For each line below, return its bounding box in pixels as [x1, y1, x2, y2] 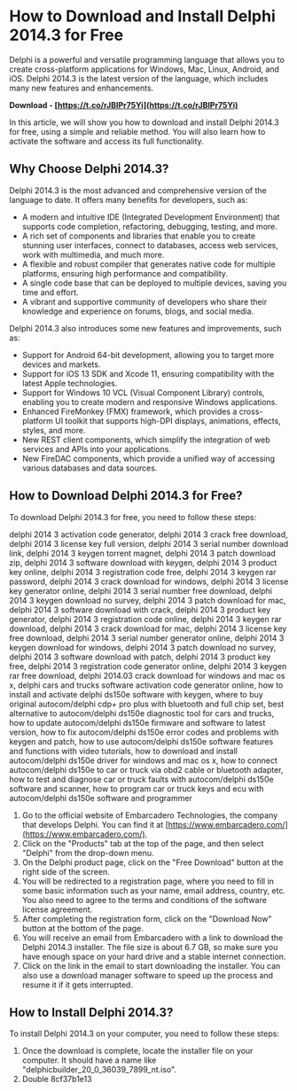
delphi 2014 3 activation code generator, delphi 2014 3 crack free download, [9, 529, 288, 540]
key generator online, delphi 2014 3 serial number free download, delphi [9, 585, 273, 596]
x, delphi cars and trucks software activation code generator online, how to [9, 680, 284, 690]
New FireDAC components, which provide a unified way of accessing [21, 453, 276, 464]
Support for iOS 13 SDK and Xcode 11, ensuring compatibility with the [21, 368, 275, 378]
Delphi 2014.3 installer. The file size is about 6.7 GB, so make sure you [21, 941, 278, 952]
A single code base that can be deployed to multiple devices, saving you [21, 277, 287, 288]
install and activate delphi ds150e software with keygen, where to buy [9, 689, 263, 699]
